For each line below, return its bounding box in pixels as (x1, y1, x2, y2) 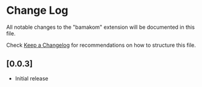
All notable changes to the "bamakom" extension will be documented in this (6, 23, 195, 31)
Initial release (15, 74, 48, 82)
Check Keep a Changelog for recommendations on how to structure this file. (6, 41, 197, 49)
